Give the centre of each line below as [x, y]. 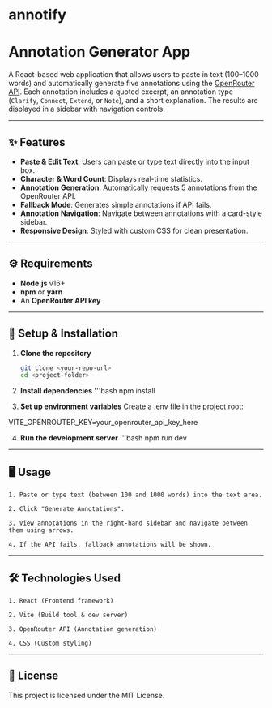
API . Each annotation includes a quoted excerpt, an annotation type [121, 92]
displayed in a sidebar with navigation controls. [87, 109]
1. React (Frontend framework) [61, 601]
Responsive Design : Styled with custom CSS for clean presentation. [134, 230]
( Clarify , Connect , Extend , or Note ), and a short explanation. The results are [133, 101]
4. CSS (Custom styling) [50, 643]
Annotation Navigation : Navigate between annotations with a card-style [141, 213]
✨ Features [37, 142]
